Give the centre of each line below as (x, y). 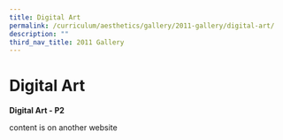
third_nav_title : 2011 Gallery (67, 42)
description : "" (39, 34)
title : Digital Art (45, 17)
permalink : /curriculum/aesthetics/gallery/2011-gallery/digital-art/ (142, 26)
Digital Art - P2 (37, 111)
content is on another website (63, 128)
